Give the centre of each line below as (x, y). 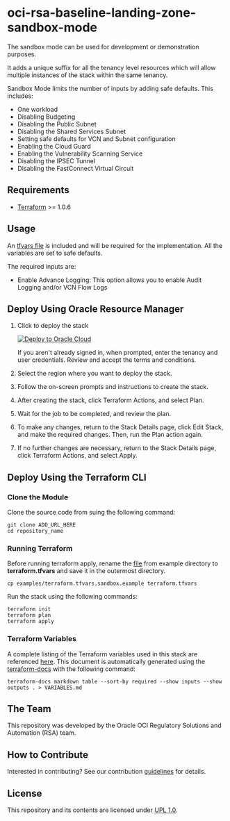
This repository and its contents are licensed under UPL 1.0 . (93, 810)
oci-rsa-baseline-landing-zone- (102, 13)
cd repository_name (35, 531)
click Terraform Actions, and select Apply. (77, 456)
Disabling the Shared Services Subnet (72, 131)
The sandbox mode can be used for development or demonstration (103, 47)
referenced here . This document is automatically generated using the (106, 661)
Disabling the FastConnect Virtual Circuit (75, 168)
